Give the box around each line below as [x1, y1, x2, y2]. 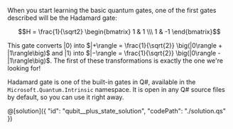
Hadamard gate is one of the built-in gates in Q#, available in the [7, 78, 196, 86]
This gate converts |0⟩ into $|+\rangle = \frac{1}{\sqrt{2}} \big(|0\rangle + [7, 41, 222, 49]
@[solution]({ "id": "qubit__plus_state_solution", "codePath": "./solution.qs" [7, 107, 226, 115]
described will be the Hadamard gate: [7, 14, 117, 22]
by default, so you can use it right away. [7, 93, 124, 101]
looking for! [7, 64, 41, 72]
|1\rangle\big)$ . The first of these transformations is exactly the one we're [7, 56, 224, 65]
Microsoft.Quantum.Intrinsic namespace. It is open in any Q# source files [7, 86, 225, 93]
